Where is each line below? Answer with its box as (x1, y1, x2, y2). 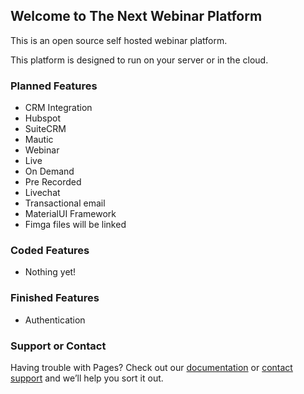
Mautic (24, 134, 54, 146)
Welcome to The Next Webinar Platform (10, 8, 263, 25)
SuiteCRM (24, 123, 67, 135)
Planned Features (10, 79, 98, 93)
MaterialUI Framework (24, 208, 117, 220)
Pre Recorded (24, 176, 82, 188)
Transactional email (24, 197, 106, 209)
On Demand (24, 165, 75, 178)
